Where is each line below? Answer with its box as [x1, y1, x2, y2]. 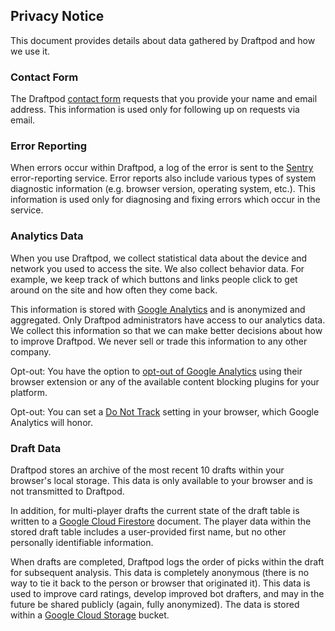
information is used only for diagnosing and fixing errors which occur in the [10, 194, 321, 206]
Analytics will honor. [10, 416, 93, 428]
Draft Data [10, 441, 62, 455]
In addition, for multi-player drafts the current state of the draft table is [10, 505, 300, 516]
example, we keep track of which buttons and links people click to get [10, 273, 298, 285]
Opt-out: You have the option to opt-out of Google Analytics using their [10, 365, 303, 377]
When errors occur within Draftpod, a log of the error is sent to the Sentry [10, 162, 314, 174]
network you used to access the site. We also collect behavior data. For [10, 262, 305, 274]
